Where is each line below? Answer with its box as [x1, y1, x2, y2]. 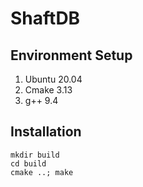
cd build [10, 158, 47, 169]
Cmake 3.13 [24, 84, 73, 96]
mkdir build [10, 150, 60, 160]
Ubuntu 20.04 [24, 73, 83, 85]
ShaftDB [10, 7, 81, 30]
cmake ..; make [10, 167, 74, 177]
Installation [10, 123, 82, 141]
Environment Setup [10, 47, 133, 64]
